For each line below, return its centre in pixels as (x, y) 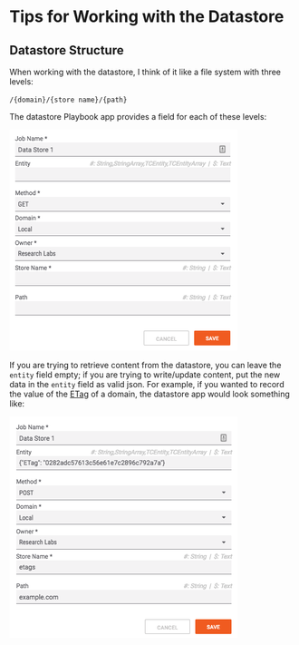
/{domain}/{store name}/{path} (68, 100)
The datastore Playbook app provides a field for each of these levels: (138, 117)
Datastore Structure (67, 50)
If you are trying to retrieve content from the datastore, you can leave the (145, 365)
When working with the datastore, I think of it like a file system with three (145, 72)
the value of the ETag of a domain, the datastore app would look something (149, 394)
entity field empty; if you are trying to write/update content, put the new (145, 375)
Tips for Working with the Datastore (147, 17)
